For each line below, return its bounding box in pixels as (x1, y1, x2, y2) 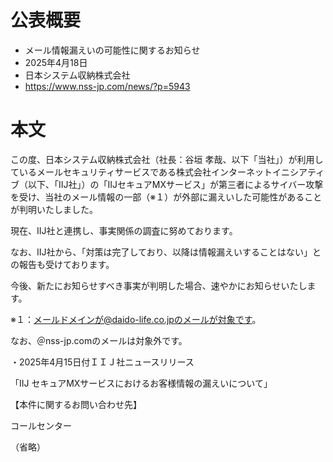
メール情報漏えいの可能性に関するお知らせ (24, 44, 201, 56)
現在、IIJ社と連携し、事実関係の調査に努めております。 (10, 224, 238, 236)
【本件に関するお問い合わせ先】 (10, 398, 142, 410)
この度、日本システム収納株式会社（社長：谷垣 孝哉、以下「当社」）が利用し (10, 153, 324, 165)
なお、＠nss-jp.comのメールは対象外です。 (10, 334, 188, 346)
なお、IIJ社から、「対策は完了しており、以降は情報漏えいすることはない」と (10, 246, 322, 258)
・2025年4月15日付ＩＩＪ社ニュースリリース (10, 356, 195, 368)
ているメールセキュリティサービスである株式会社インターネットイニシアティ (10, 166, 325, 178)
